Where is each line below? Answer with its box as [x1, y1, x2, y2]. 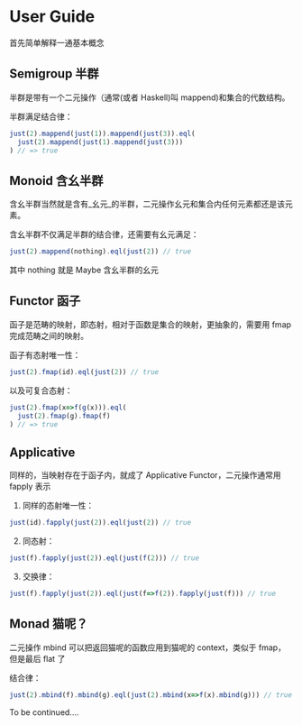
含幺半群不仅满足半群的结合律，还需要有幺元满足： [9, 229, 199, 240]
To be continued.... [9, 706, 79, 718]
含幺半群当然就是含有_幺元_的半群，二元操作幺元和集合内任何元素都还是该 [9, 198, 286, 209]
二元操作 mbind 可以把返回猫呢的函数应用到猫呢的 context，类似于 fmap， [9, 642, 287, 653]
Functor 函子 [9, 293, 81, 308]
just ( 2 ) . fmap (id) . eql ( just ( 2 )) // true [9, 367, 160, 376]
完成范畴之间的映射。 [9, 330, 88, 341]
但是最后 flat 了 [9, 653, 66, 664]
